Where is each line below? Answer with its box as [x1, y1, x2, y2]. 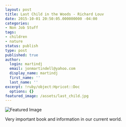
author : [5, 57, 21, 62]
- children [5, 35, 27, 40]
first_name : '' [9, 75, 41, 80]
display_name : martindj [9, 71, 58, 76]
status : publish [5, 43, 38, 48]
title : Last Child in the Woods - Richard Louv [5, 12, 104, 17]
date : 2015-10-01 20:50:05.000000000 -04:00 [5, 16, 98, 21]
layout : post [5, 7, 32, 12]
